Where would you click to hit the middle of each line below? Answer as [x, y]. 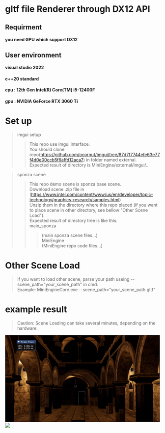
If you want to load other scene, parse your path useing [73, 279]
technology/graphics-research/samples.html [74, 199]
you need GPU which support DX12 [41, 40]
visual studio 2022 [25, 68]
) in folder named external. [110, 160]
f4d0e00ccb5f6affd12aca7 [56, 160]
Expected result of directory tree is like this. [73, 220]
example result [36, 309]
